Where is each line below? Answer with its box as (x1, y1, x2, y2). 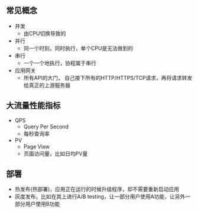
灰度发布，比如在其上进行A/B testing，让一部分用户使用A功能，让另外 (14, 193, 186, 200)
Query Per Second (23, 123, 69, 130)
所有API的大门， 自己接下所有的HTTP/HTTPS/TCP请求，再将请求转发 (23, 74, 193, 81)
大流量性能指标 (6, 101, 61, 111)
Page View (23, 143, 50, 150)
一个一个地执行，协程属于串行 (23, 59, 96, 66)
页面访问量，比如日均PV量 (23, 150, 88, 157)
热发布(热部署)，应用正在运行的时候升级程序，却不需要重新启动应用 (14, 186, 180, 193)
